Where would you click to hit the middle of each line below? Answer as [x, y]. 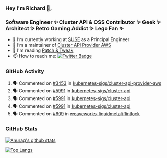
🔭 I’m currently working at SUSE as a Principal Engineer [71, 39]
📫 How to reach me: [34, 56]
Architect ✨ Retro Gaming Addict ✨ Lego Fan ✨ [65, 28]
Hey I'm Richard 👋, [29, 8]
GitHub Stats [21, 129]
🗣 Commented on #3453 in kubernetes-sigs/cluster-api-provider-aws [87, 83]
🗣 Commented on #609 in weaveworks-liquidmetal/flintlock [76, 114]
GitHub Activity [25, 71]
